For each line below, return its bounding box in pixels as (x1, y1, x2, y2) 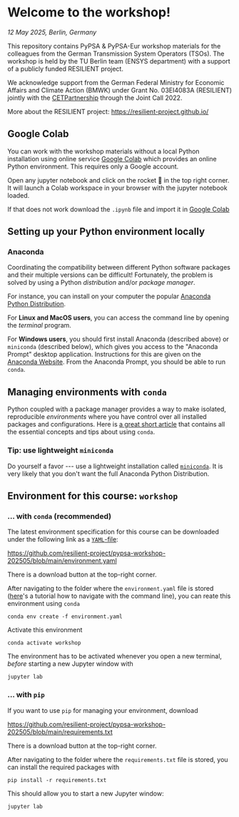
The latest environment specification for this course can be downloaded (7, 527, 220, 536)
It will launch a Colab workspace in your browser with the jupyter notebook (7, 183, 228, 192)
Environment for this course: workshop (7, 489, 178, 502)
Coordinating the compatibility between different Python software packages (7, 263, 230, 272)
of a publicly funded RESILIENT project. (7, 64, 123, 73)
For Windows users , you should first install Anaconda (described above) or (7, 335, 230, 343)
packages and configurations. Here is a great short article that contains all (7, 420, 225, 429)
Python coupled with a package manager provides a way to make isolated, (7, 405, 227, 414)
